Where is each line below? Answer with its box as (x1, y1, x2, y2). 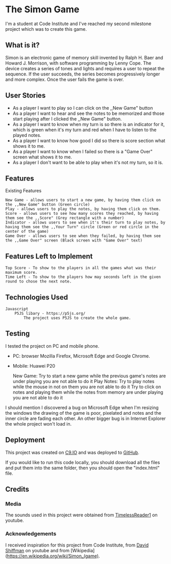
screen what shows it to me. (12, 154, 72, 160)
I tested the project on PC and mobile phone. (5, 343, 100, 349)
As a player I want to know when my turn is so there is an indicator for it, (12, 121, 165, 127)
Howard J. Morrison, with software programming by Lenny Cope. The (5, 60, 152, 66)
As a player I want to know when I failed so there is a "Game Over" (12, 148, 153, 154)
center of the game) (5, 229, 50, 234)
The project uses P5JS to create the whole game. (23, 315, 131, 320)
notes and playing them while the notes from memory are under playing (12, 389, 163, 395)
